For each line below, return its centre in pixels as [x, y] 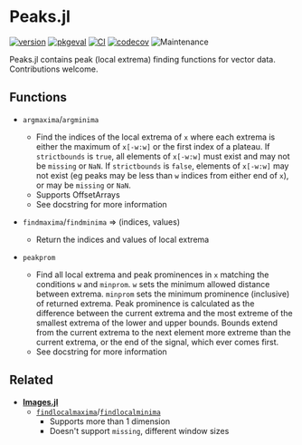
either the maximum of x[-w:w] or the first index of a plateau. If [153, 146]
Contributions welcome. [54, 69]
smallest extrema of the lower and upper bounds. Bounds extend [157, 323]
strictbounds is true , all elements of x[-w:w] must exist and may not [163, 156]
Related [32, 380]
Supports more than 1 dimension [109, 421]
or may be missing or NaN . [83, 185]
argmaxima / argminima [61, 119]
